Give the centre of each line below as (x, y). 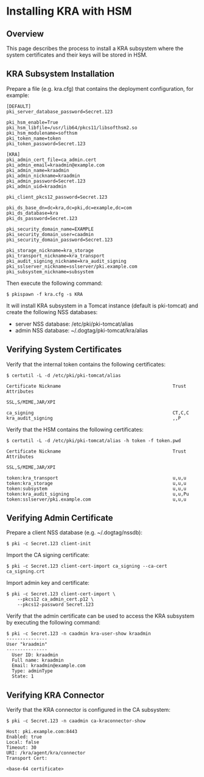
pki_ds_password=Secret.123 (42, 218)
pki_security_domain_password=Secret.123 (60, 240)
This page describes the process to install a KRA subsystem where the (95, 48)
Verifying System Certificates (64, 350)
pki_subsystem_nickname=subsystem (50, 272)
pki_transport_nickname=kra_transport (55, 256)
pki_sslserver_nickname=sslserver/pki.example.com (72, 267)
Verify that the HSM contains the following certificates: (75, 429)
